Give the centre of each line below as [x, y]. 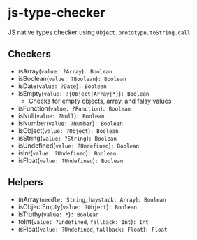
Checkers [30, 54]
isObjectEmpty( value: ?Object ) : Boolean [77, 206]
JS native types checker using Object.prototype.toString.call [99, 32]
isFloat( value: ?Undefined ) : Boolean [71, 160]
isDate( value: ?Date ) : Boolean [62, 86]
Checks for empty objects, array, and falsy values [100, 101]
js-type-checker [57, 13]
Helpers [25, 182]
